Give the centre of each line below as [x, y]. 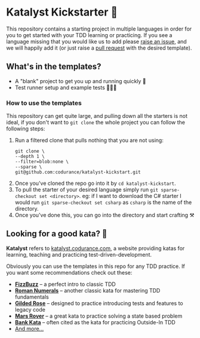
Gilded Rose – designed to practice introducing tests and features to [99, 303]
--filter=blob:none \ [41, 162]
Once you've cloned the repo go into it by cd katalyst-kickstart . [95, 183]
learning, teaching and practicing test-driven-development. [79, 254]
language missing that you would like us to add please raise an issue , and [96, 41]
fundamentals [32, 297]
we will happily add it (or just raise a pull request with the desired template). [99, 48]
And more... [29, 328]
